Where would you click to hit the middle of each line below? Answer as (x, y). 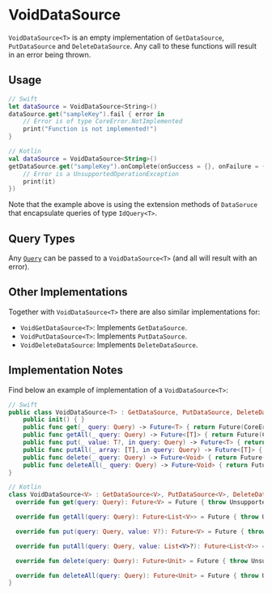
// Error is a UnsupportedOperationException (101, 174)
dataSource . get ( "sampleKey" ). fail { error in (86, 114)
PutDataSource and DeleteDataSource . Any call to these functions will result (133, 45)
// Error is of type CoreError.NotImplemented (103, 122)
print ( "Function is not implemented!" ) (90, 129)
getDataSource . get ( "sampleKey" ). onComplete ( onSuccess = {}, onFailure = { (137, 166)
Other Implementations (68, 293)
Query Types (42, 238)
